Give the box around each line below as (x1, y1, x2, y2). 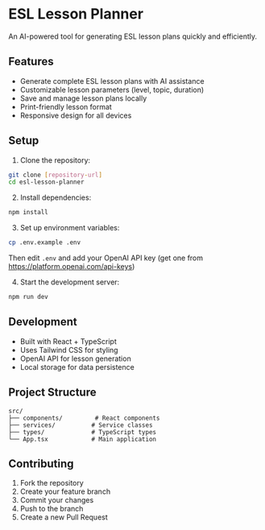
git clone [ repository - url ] (8, 171, 103, 179)
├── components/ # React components (8, 414, 160, 422)
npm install (8, 209, 48, 217)
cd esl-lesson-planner (8, 178, 85, 186)
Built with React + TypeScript (19, 336, 117, 346)
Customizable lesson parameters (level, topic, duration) (19, 85, 205, 94)
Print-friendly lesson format (19, 101, 113, 111)
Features (8, 55, 54, 68)
